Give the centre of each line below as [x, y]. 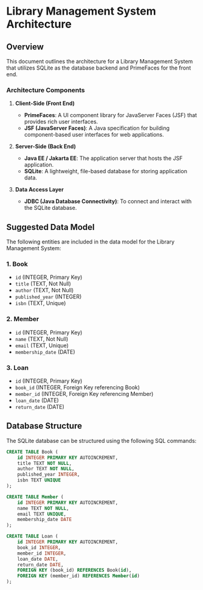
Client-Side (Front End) [45, 103]
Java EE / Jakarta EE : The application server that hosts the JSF [103, 158]
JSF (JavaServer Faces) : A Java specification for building [97, 128]
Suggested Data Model [51, 227]
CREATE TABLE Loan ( [33, 536]
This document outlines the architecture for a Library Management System [100, 61]
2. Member [23, 319]
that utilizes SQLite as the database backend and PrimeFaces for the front [99, 68]
